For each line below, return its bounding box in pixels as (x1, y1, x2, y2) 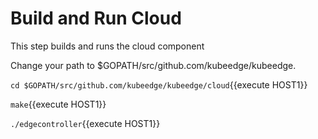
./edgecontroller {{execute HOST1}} (10, 117, 161, 129)
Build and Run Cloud (10, 7, 182, 30)
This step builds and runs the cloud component (10, 40, 205, 52)
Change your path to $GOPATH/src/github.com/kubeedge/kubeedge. (10, 59, 297, 71)
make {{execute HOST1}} (10, 98, 107, 110)
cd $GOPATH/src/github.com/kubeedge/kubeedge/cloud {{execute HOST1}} (10, 78, 308, 91)
